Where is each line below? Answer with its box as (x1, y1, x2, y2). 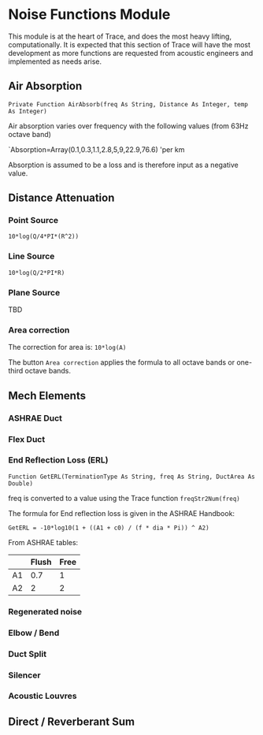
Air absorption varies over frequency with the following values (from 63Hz (8, 121, 249, 131)
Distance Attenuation (8, 191, 115, 205)
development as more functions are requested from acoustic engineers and (8, 48, 254, 58)
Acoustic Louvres (8, 691, 77, 702)
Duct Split (8, 648, 47, 659)
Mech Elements (8, 388, 87, 403)
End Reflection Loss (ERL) (8, 455, 109, 466)
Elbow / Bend (8, 627, 60, 638)
